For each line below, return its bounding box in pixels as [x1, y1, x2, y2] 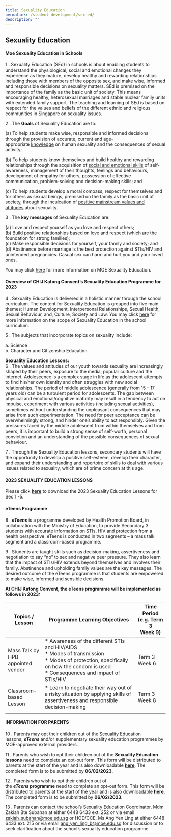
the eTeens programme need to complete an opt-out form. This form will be [5, 783, 165, 789]
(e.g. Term [137, 616, 163, 623]
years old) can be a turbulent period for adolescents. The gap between [5, 390, 154, 396]
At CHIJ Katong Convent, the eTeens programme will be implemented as [5, 585, 161, 592]
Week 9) [139, 628, 161, 636]
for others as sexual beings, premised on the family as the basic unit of [5, 193, 154, 199]
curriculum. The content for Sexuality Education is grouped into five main [5, 301, 159, 307]
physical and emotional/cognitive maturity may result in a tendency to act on [5, 396, 166, 402]
